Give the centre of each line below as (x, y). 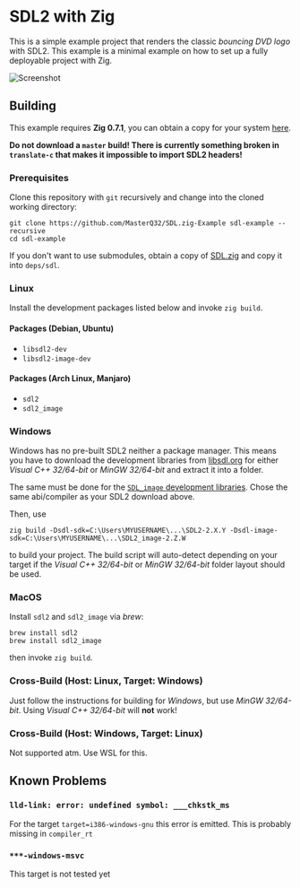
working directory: (43, 207)
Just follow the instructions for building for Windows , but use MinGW (137, 701)
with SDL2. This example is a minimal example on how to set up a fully (139, 50)
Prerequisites (39, 178)
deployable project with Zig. (61, 60)
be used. (26, 574)
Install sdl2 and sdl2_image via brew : (77, 617)
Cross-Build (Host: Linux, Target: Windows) (106, 681)
